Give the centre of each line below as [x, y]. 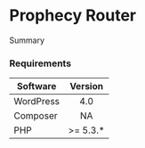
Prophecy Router [72, 16]
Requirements [40, 63]
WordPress [37, 102]
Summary [27, 40]
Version [87, 86]
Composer [36, 116]
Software [36, 86]
